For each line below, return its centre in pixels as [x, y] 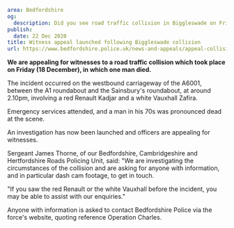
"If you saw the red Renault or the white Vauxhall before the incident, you [112, 189]
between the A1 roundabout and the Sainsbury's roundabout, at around [109, 91]
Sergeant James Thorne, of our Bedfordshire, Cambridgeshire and [103, 153]
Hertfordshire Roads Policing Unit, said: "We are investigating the [100, 161]
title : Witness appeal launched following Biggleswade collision [104, 43]
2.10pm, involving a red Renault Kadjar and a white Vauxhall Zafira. [103, 98]
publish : [20, 29]
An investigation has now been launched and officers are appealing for [109, 132]
